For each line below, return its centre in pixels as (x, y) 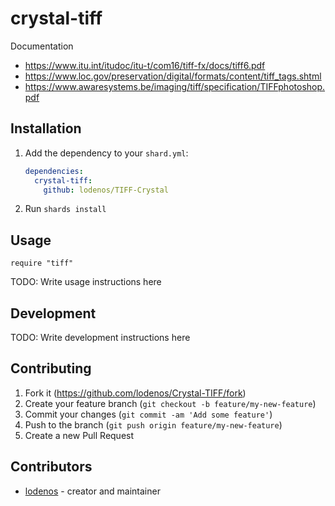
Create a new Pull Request (79, 435)
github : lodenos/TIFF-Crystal (106, 190)
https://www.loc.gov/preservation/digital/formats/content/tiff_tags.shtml (173, 76)
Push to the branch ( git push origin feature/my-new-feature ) (153, 424)
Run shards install (65, 209)
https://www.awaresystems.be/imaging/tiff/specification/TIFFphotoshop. (175, 86)
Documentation (42, 46)
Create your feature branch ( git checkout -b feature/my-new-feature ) (170, 403)
